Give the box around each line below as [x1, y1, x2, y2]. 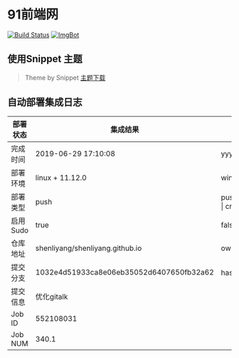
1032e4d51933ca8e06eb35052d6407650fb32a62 [35, 267, 215, 277]
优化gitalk [35, 292, 68, 302]
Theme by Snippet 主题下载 [24, 73, 106, 82]
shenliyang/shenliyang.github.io [35, 243, 142, 253]
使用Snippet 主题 [7, 53, 83, 65]
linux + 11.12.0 [35, 173, 87, 183]
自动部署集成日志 [7, 96, 83, 108]
